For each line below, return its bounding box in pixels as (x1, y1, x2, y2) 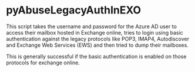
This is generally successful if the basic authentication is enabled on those (6, 53, 187, 60)
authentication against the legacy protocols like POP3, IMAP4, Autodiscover (6, 35, 190, 42)
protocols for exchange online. (6, 59, 80, 66)
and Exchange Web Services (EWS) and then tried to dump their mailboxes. (6, 42, 189, 49)
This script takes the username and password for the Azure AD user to (6, 23, 177, 30)
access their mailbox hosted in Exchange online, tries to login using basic (6, 29, 183, 36)
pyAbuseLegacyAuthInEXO (6, 4, 141, 17)
